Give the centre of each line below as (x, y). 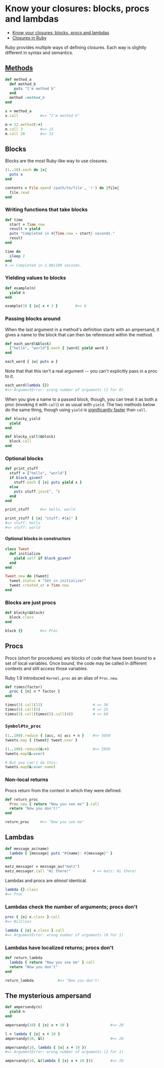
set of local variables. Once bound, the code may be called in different (76, 663)
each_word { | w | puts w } (31, 362)
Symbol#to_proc (23, 726)
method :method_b (27, 98)
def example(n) (21, 288)
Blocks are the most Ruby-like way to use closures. (57, 161)
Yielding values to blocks (35, 278)
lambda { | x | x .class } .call (35, 931)
